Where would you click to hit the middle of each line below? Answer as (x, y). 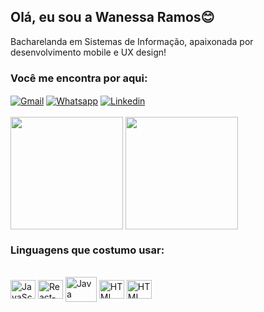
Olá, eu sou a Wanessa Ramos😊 (112, 17)
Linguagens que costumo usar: (87, 250)
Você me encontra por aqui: (79, 78)
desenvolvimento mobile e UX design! (88, 52)
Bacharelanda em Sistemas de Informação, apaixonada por (132, 41)
